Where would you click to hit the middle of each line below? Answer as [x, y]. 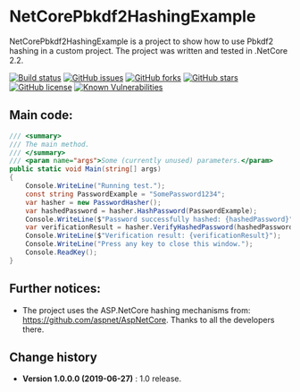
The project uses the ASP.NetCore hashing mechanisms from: [136, 310]
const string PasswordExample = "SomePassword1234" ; [125, 194]
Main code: [41, 115]
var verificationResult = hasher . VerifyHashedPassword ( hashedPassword [159, 227]
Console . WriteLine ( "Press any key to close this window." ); [139, 244]
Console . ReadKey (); [62, 252]
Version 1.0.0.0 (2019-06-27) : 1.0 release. [101, 379]
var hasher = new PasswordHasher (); [94, 202]
